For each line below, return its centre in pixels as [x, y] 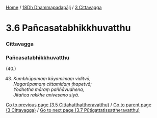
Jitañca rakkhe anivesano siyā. [46, 95]
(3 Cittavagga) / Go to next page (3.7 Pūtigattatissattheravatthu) [73, 110]
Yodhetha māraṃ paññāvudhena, [49, 89]
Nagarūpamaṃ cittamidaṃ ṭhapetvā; [53, 84]
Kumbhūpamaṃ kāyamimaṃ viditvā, [52, 79]
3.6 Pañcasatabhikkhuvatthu [68, 28]
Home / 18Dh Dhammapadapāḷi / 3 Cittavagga [54, 7]
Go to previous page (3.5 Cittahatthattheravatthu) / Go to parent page [79, 105]
